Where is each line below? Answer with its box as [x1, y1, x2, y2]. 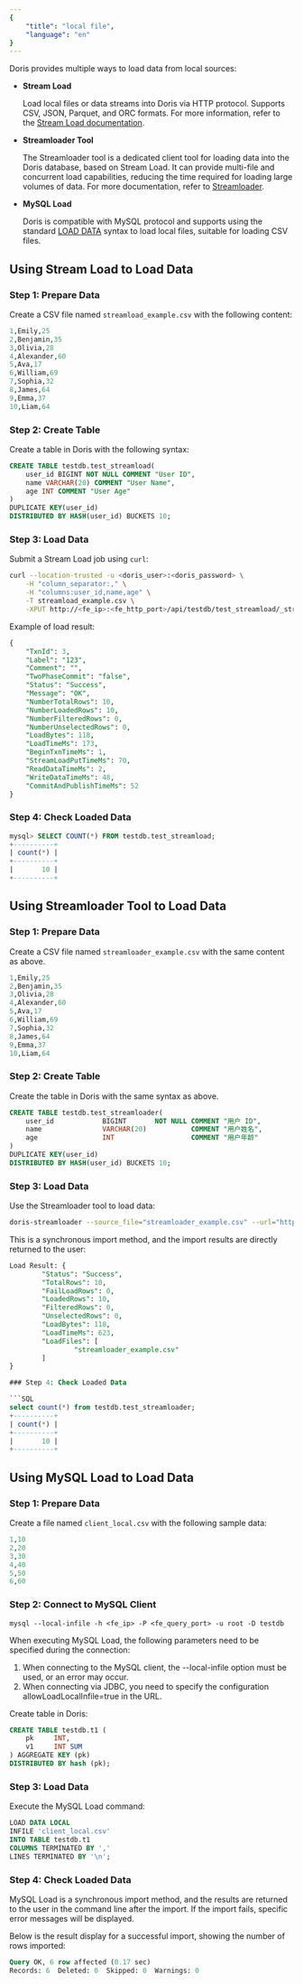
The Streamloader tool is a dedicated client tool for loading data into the [22, 153, 290, 163]
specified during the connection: [9, 1644, 131, 1655]
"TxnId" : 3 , [25, 647, 70, 656]
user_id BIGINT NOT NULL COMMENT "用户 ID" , [25, 1116, 262, 1125]
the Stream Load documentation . [22, 117, 145, 128]
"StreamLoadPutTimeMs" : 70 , [25, 756, 131, 766]
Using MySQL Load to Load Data [9, 1469, 194, 1486]
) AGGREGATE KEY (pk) [9, 1751, 91, 1760]
